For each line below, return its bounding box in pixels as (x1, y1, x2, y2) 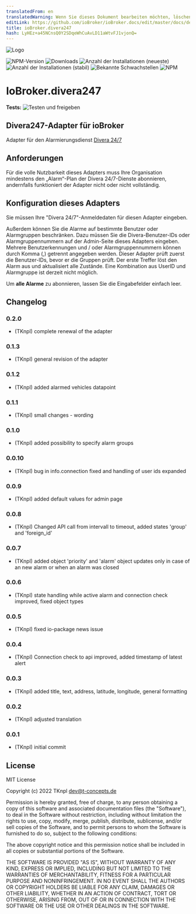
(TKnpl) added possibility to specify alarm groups (14, 440, 134, 447)
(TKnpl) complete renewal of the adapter (14, 328, 113, 335)
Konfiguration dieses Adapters (6, 198, 121, 208)
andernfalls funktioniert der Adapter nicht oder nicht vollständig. (6, 181, 160, 188)
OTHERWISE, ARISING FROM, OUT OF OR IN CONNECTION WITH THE (6, 896, 176, 903)
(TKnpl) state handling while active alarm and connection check (14, 591, 168, 598)
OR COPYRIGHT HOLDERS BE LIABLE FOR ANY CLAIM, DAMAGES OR (6, 884, 175, 891)
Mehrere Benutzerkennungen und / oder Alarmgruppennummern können (6, 244, 181, 251)
